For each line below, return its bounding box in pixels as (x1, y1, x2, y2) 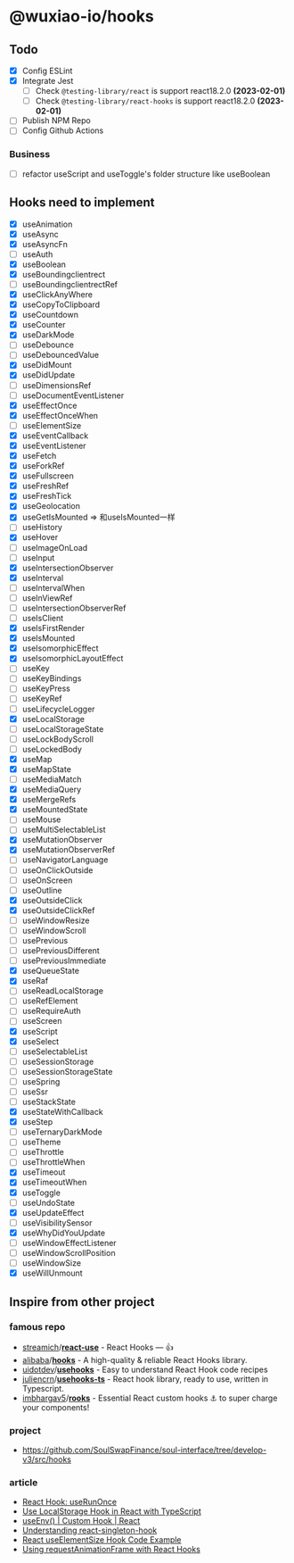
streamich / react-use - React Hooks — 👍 (21, 1342, 174, 1352)
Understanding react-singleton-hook (21, 1525, 158, 1536)
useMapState (21, 763, 71, 774)
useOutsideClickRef (21, 904, 95, 916)
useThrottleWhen (21, 1157, 86, 1168)
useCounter (21, 320, 66, 330)
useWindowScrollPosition (21, 1247, 116, 1258)
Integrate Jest (21, 76, 74, 87)
